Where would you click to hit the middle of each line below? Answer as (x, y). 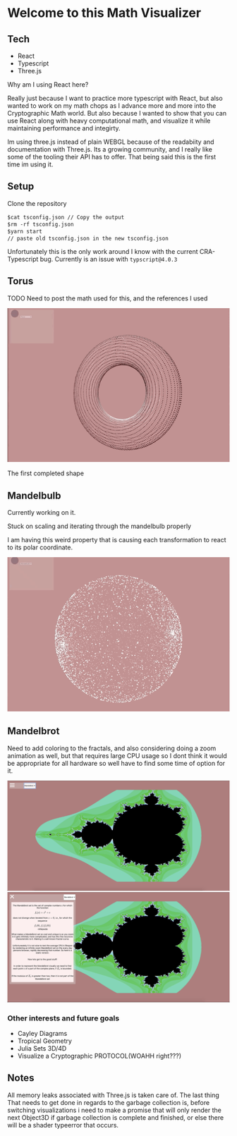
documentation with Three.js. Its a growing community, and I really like (110, 149)
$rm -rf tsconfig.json (41, 224)
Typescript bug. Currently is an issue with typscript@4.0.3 (92, 259)
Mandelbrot (34, 731)
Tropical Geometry (45, 1041)
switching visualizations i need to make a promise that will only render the (115, 1110)
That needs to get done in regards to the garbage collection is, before (109, 1102)
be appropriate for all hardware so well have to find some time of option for (116, 763)
